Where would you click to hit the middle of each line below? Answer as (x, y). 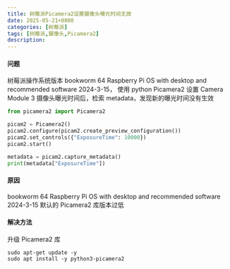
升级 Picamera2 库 (34, 239)
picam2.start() (30, 144)
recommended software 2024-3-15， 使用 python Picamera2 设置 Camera (115, 90)
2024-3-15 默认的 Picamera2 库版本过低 (66, 205)
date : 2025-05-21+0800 (41, 20)
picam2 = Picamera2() (39, 124)
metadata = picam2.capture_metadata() (64, 157)
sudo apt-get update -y (42, 252)
